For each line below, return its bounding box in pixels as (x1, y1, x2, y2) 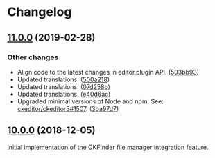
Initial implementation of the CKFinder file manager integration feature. (7, 143, 209, 151)
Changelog (7, 4, 72, 20)
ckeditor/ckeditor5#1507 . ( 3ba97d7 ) (17, 104, 119, 112)
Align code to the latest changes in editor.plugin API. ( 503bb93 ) (17, 68, 200, 76)
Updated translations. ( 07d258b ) (17, 82, 111, 90)
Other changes (7, 52, 59, 62)
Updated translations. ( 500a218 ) (17, 75, 110, 83)
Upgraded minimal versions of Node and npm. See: (17, 97, 164, 106)
